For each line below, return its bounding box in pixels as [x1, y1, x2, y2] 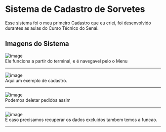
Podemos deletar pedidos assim [5, 97, 71, 103]
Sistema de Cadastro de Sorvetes [5, 3, 145, 15]
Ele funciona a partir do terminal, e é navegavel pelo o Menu [5, 58, 128, 64]
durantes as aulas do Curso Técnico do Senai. [5, 25, 99, 31]
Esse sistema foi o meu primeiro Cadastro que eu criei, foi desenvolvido [5, 20, 152, 26]
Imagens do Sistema [5, 40, 69, 48]
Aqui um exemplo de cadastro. [5, 77, 68, 83]
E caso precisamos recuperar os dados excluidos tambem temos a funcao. [5, 117, 158, 123]
